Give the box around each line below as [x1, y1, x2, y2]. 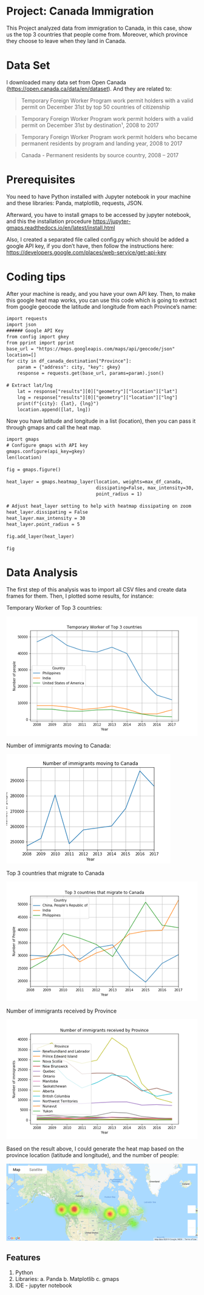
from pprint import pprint [6, 340, 75, 346]
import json [6, 321, 36, 327]
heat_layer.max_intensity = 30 [6, 515, 86, 521]
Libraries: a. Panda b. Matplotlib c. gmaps [15, 1275, 120, 1282]
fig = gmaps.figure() [6, 466, 61, 473]
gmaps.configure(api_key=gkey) [6, 448, 86, 454]
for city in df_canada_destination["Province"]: [6, 358, 132, 364]
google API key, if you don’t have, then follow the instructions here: [6, 242, 174, 250]
